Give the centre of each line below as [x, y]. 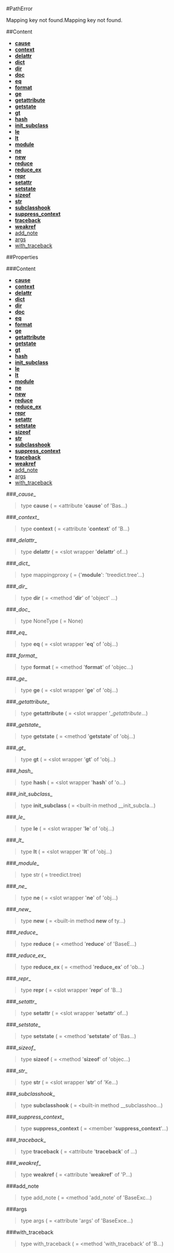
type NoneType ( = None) [52, 621]
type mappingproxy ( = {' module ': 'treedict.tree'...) [83, 575]
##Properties [22, 257]
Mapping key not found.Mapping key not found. [64, 20]
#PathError [20, 9]
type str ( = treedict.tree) [51, 875]
